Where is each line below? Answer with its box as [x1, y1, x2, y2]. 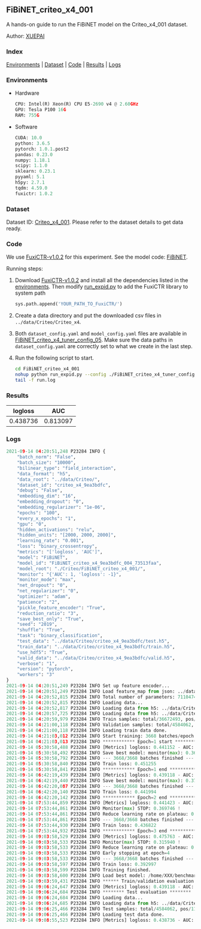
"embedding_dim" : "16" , [17, 493, 77, 499]
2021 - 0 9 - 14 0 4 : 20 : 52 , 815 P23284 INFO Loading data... [6, 699, 144, 706]
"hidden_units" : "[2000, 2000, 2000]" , [17, 532, 117, 538]
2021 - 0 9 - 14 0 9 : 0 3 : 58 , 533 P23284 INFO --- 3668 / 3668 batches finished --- [6, 856, 194, 862]
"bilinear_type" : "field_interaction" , [17, 465, 117, 471]
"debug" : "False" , [17, 487, 63, 494]
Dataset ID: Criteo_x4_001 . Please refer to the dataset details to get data [6, 218, 184, 226]
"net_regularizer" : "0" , [17, 588, 79, 594]
